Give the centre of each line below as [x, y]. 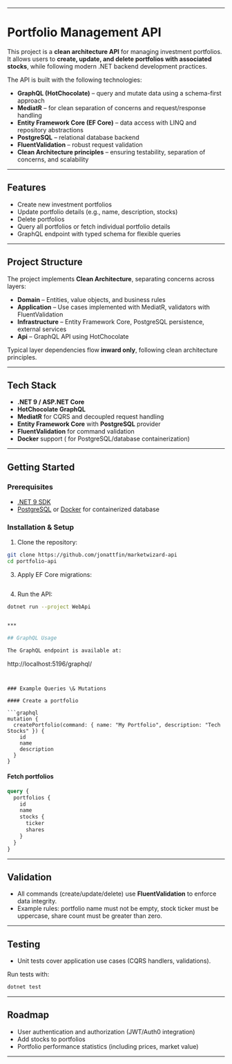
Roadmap [28, 1015]
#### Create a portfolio [43, 700]
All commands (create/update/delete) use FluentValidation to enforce [117, 894]
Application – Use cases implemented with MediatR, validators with [114, 307]
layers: [17, 286]
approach [31, 100]
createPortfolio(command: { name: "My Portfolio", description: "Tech [117, 725]
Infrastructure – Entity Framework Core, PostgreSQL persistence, [111, 321]
